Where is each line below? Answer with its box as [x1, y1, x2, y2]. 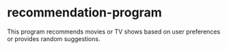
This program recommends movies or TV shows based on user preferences [7, 27, 221, 36]
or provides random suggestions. [7, 34, 101, 42]
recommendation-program [7, 5, 162, 21]
